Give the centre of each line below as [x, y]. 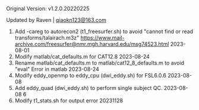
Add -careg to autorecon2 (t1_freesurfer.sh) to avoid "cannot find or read [104, 31]
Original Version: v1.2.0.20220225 [48, 9]
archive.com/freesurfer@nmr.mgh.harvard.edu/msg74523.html [92, 44]
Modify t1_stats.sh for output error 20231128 [69, 101]
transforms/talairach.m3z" [47, 38]
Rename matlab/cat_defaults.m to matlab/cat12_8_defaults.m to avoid [99, 63]
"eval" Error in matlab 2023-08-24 [57, 69]
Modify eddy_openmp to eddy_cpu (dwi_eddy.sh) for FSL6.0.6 [90, 75]
